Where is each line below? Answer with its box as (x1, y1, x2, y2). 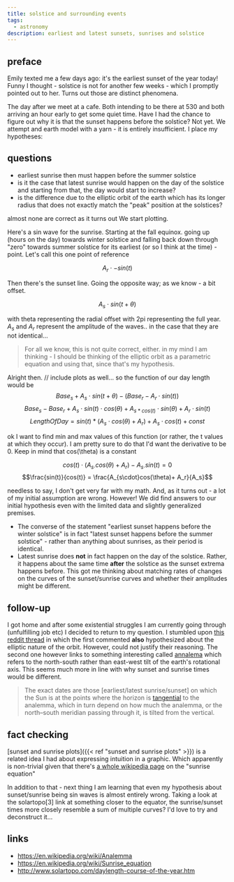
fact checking (7, 728, 68, 741)
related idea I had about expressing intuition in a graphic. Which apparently (7, 755, 224, 763)
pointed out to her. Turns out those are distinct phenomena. (7, 89, 179, 98)
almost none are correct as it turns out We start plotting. (7, 214, 169, 222)
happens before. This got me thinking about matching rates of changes (17, 567, 222, 575)
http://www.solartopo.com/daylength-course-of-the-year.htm (17, 866, 196, 874)
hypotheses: (7, 132, 43, 140)
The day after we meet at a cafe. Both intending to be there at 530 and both (7, 103, 225, 111)
